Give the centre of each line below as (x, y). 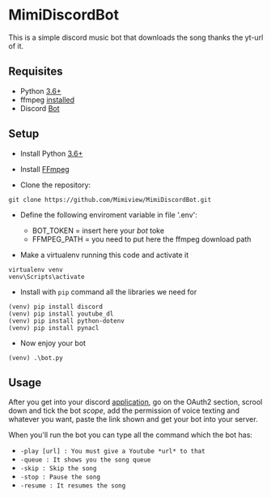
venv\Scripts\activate (47, 277)
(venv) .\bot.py (36, 358)
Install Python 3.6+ (51, 153)
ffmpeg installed (47, 100)
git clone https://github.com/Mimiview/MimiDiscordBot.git (110, 200)
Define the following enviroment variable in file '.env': (109, 215)
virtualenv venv (36, 269)
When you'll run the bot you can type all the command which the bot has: (131, 435)
